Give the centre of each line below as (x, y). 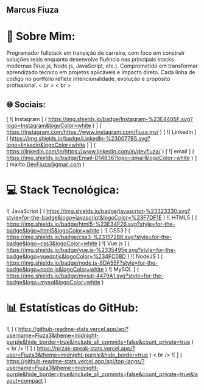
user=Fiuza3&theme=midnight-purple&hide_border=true (77, 355)
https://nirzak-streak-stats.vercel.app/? (86, 349)
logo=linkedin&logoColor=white (46, 145)
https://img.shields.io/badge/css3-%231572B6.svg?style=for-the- (89, 237)
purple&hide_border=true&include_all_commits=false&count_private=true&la (102, 374)
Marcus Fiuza (33, 10)
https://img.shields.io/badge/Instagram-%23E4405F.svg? (121, 119)
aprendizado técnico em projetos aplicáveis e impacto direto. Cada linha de (101, 72)
